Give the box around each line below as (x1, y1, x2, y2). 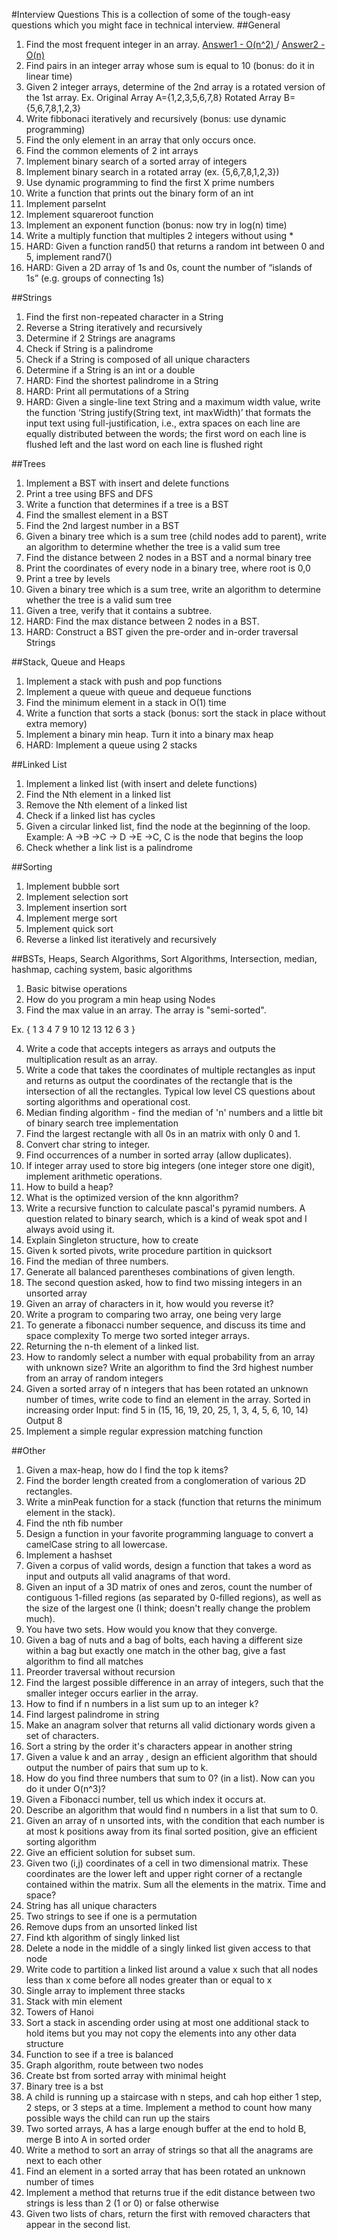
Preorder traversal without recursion (25, 1666, 176, 1678)
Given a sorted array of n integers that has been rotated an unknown (25, 1383, 309, 1394)
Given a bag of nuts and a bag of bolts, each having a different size (25, 1634, 303, 1646)
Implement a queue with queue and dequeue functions (25, 686, 252, 698)
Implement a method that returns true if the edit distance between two (25, 2187, 316, 2198)
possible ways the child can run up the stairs (25, 2112, 211, 2124)
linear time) (25, 70, 73, 82)
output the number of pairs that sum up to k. (25, 1762, 209, 1773)
